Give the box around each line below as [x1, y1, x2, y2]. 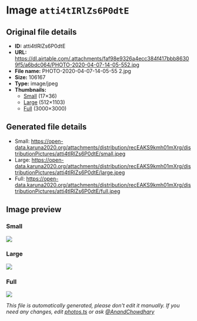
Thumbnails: [14, 86, 47, 93]
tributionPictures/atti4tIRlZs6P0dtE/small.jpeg [14, 150, 126, 157]
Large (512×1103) [23, 99, 65, 106]
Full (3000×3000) [23, 105, 67, 112]
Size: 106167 [14, 74, 46, 81]
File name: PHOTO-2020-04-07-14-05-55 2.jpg [14, 68, 131, 74]
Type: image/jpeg [14, 80, 58, 87]
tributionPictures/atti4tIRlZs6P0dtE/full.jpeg [14, 188, 121, 195]
